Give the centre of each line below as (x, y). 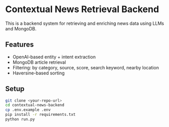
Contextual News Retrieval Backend (82, 9)
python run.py (20, 119)
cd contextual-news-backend (35, 105)
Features (19, 45)
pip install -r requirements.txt (40, 115)
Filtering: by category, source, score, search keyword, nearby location (86, 67)
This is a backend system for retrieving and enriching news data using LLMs (85, 23)
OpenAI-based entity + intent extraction (54, 57)
